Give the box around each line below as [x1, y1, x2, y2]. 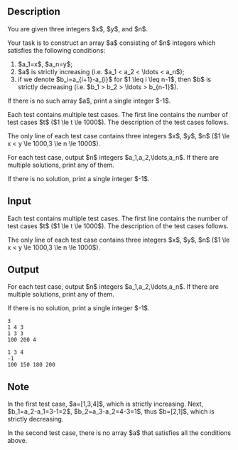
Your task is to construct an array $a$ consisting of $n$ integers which [7, 39, 216, 47]
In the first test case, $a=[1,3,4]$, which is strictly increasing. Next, [7, 399, 204, 409]
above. [7, 436, 28, 445]
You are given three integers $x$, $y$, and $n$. [7, 24, 148, 33]
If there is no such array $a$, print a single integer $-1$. [7, 96, 171, 105]
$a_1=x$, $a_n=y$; [17, 60, 73, 68]
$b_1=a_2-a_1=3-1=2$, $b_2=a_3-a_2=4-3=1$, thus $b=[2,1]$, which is [7, 407, 215, 416]
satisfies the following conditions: [7, 46, 106, 54]
